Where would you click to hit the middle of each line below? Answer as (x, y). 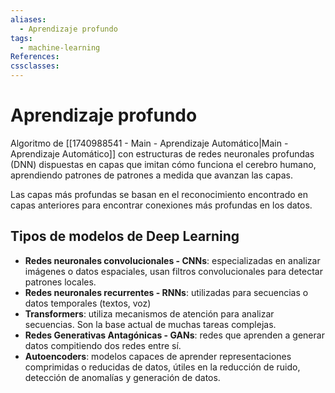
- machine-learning (60, 47)
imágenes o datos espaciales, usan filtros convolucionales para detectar (173, 271)
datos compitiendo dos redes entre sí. (103, 345)
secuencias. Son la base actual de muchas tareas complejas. (150, 324)
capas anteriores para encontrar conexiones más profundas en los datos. (161, 205)
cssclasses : (35, 66)
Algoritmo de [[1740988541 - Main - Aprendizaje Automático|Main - (149, 143)
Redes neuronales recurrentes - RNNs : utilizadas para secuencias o (166, 292)
